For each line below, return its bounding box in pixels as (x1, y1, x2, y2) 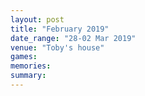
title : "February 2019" (10, 24, 110, 34)
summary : (10, 71, 47, 81)
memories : (10, 61, 52, 71)
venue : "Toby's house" (10, 42, 105, 53)
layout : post (10, 14, 65, 25)
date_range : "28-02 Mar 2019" (10, 33, 137, 43)
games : (10, 52, 38, 62)
